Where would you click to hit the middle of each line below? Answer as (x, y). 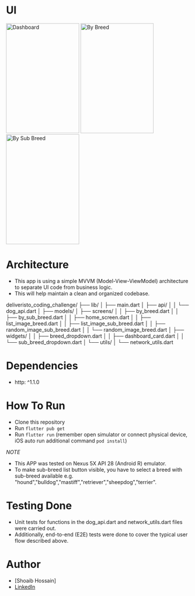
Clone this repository (40, 422)
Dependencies (42, 366)
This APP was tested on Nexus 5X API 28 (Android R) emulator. (90, 463)
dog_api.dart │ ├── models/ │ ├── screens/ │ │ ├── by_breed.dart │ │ (93, 311)
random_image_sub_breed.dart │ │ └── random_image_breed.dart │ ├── (95, 329)
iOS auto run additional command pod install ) (71, 441)
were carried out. (35, 528)
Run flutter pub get (40, 428)
